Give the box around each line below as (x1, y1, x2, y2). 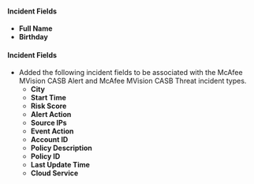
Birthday (18, 32, 48, 42)
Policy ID (30, 152, 61, 161)
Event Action (30, 126, 74, 136)
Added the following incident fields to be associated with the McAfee (18, 68, 243, 77)
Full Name (18, 24, 53, 33)
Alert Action (30, 110, 72, 119)
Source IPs (30, 118, 68, 128)
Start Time (30, 93, 66, 103)
